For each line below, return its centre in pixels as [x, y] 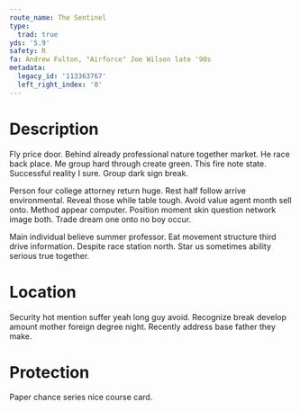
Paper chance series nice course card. [81, 398]
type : [19, 26]
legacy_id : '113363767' [62, 76]
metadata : [28, 68]
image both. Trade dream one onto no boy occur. [100, 219]
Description [54, 129]
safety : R [28, 51]
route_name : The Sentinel [58, 18]
